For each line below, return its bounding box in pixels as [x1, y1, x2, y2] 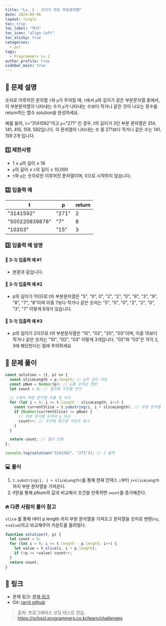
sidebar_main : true [5, 63, 46, 68]
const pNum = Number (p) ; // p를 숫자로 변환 [9, 381, 97, 386]
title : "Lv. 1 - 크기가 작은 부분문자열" [5, 7, 82, 12]
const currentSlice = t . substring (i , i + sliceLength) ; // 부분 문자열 [14, 404, 161, 410]
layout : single [5, 16, 37, 21]
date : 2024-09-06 [5, 12, 41, 17]
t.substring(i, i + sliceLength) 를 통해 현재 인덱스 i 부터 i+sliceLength [12, 477, 160, 483]
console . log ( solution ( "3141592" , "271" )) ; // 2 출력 [5, 450, 115, 455]
